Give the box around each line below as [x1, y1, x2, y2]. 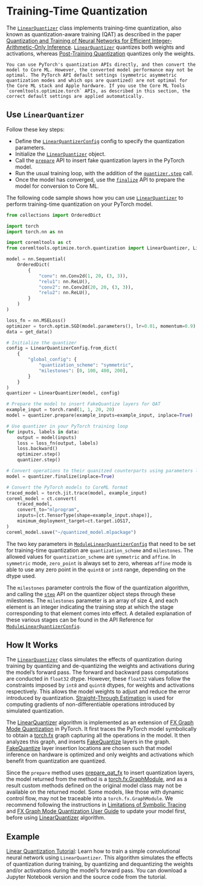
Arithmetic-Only [6, 43, 47, 51]
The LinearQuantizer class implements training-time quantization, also [6, 24, 182, 31]
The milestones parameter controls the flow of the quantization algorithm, [6, 584, 190, 591]
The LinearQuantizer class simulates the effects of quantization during [6, 656, 182, 663]
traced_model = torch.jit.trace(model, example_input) [6, 490, 147, 496]
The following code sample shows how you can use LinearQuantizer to [6, 194, 184, 201]
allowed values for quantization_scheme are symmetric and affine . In [6, 553, 176, 560]
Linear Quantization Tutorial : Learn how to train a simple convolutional [6, 847, 180, 855]
